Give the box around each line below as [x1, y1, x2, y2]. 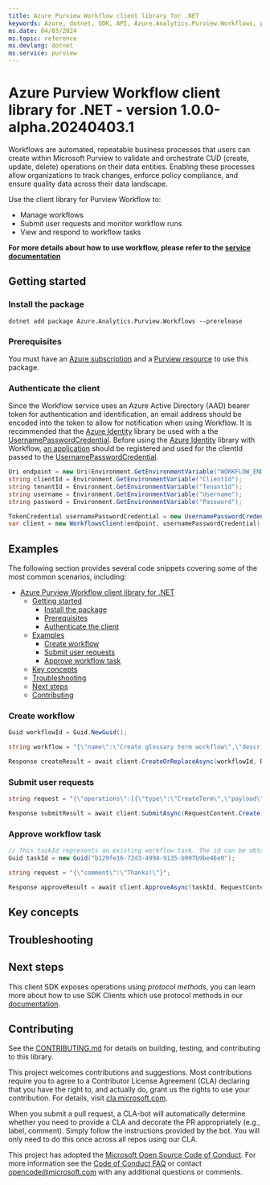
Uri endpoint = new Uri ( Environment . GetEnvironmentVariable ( [8, 468, 218, 476]
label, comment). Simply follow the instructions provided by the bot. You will [8, 1126, 260, 1136]
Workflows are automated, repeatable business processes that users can [8, 144, 251, 154]
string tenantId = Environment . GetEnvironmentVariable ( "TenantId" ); [8, 482, 243, 491]
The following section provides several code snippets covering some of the [8, 564, 258, 573]
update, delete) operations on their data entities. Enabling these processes [8, 162, 256, 171]
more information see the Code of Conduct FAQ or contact [8, 1158, 202, 1168]
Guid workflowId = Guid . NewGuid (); [8, 729, 128, 737]
